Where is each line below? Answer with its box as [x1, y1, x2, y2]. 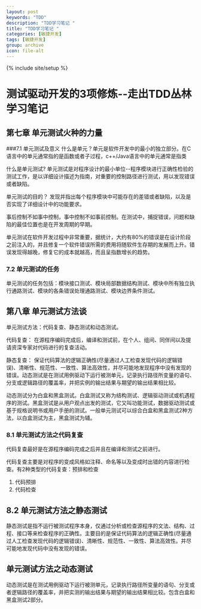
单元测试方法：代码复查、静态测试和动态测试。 [6, 323, 121, 331]
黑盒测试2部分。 [6, 596, 47, 603]
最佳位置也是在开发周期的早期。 [16, 220, 96, 228]
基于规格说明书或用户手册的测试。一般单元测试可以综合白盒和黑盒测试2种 [6, 406, 188, 414]
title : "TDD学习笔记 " [6, 25, 59, 32]
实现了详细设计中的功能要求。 [11, 200, 85, 208]
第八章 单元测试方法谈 [6, 307, 87, 317]
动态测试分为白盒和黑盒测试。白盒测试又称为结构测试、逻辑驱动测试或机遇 [6, 391, 190, 399]
